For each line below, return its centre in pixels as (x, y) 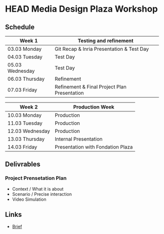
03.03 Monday (25, 49)
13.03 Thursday (26, 139)
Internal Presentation (78, 139)
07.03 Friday (22, 90)
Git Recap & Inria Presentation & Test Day (102, 49)
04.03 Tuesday (25, 57)
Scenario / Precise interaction (42, 194)
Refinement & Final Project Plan (91, 87)
